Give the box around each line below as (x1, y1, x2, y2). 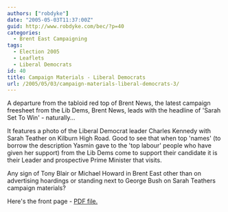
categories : (7, 29, 41, 36)
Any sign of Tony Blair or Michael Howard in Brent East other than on (7, 169, 201, 178)
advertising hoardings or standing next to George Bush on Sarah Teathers (7, 176, 216, 185)
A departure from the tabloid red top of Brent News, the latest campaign (7, 99, 211, 107)
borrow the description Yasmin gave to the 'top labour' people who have (7, 141, 212, 150)
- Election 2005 (13, 49, 60, 56)
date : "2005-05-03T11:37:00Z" (7, 16, 94, 23)
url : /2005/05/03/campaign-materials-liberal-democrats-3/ (7, 80, 180, 87)
